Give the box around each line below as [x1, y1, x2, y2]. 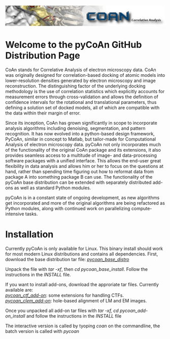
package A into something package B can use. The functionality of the [5, 174, 153, 180]
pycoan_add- [120, 307, 148, 314]
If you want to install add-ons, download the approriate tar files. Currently [5, 281, 159, 288]
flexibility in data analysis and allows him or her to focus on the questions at [5, 163, 164, 169]
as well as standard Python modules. [14, 184, 91, 191]
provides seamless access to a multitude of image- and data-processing [5, 152, 157, 158]
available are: [5, 287, 33, 293]
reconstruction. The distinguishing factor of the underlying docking [5, 82, 146, 89]
